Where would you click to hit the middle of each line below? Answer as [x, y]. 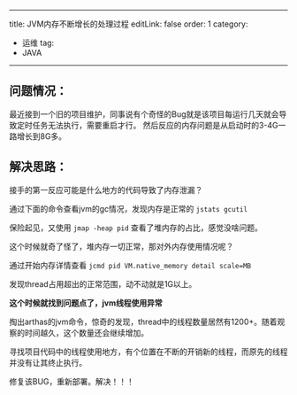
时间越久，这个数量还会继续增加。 [86, 332]
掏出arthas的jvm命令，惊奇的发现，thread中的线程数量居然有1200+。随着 [143, 321]
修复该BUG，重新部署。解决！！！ [72, 381]
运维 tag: [38, 43]
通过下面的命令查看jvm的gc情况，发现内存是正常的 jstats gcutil [129, 208]
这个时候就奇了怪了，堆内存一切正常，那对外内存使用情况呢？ [122, 246]
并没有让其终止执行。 [48, 362]
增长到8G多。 [42, 136]
